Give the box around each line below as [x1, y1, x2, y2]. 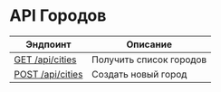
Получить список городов [91, 53, 207, 66]
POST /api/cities [14, 68, 83, 80]
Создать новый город [91, 68, 187, 80]
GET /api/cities [14, 53, 77, 66]
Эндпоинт [25, 38, 72, 51]
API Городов [9, 5, 107, 26]
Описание [126, 38, 172, 51]
